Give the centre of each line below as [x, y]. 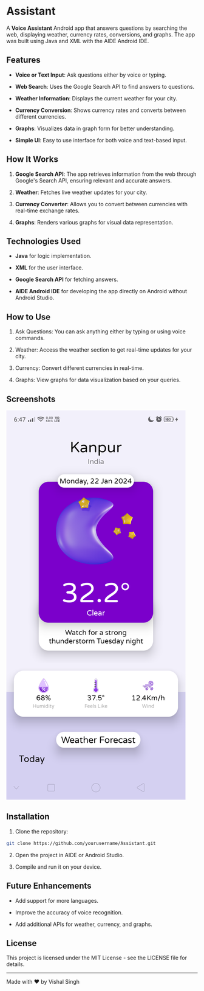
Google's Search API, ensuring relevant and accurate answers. [93, 180]
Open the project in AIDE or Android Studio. [70, 855]
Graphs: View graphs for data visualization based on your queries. [98, 380]
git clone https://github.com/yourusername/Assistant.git [81, 843]
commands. [30, 338]
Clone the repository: [42, 831]
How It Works [32, 159]
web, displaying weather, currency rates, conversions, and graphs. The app [101, 34]
